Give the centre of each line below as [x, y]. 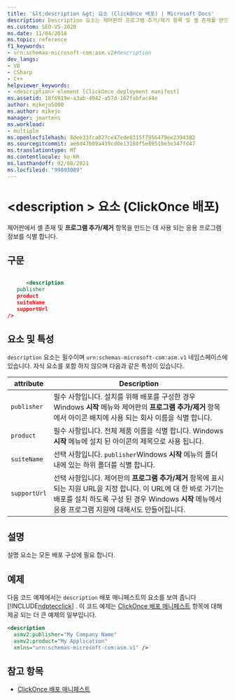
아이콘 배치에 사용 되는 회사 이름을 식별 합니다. [140, 418]
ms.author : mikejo [34, 111]
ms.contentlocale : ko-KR [43, 157]
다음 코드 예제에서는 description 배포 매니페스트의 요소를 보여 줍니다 [102, 597]
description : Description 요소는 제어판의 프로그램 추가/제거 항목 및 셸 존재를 [112, 20]
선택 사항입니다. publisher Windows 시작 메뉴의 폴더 [136, 454]
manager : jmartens [34, 118]
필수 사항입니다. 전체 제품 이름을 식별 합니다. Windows [138, 431]
